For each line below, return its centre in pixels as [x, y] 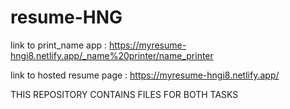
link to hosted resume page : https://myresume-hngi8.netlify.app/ [145, 75]
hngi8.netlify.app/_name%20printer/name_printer [112, 55]
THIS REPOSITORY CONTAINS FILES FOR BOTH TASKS [124, 94]
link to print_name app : [58, 45]
